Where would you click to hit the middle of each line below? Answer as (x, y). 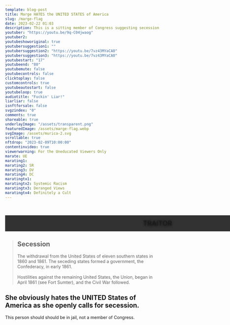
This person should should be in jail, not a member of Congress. (70, 317)
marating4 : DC (20, 175)
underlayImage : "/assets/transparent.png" (49, 124)
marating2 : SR (20, 165)
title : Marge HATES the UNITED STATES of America (57, 14)
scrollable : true (23, 138)
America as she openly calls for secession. (72, 306)
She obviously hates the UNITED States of (71, 298)
